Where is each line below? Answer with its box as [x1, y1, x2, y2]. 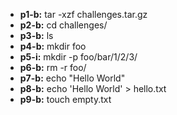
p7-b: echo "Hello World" [19, 72, 126, 84]
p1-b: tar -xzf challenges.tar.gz [19, 9, 148, 20]
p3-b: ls [19, 30, 54, 41]
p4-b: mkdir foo [19, 40, 87, 52]
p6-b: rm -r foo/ [19, 62, 87, 73]
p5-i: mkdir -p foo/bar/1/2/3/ [19, 51, 138, 63]
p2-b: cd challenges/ [19, 19, 108, 31]
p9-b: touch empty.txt [19, 94, 112, 105]
